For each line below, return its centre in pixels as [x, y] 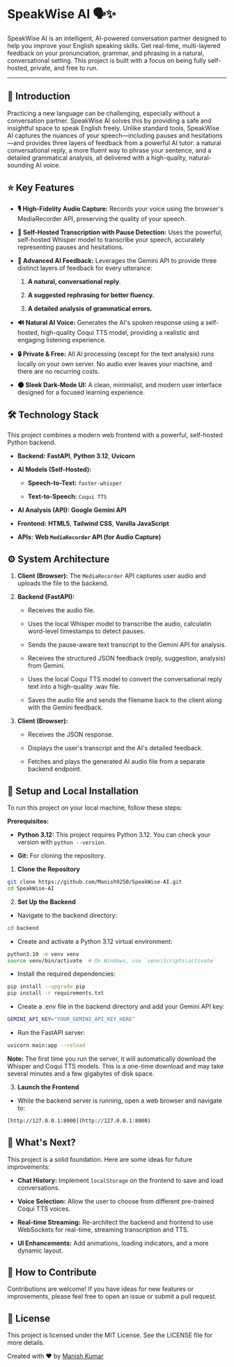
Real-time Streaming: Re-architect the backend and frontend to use [115, 1222]
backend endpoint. [55, 769]
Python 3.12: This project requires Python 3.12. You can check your [114, 834]
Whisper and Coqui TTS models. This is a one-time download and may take [116, 1066]
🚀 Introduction [39, 97]
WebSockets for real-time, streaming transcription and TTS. [103, 1230]
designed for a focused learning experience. [81, 392]
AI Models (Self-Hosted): [54, 469]
